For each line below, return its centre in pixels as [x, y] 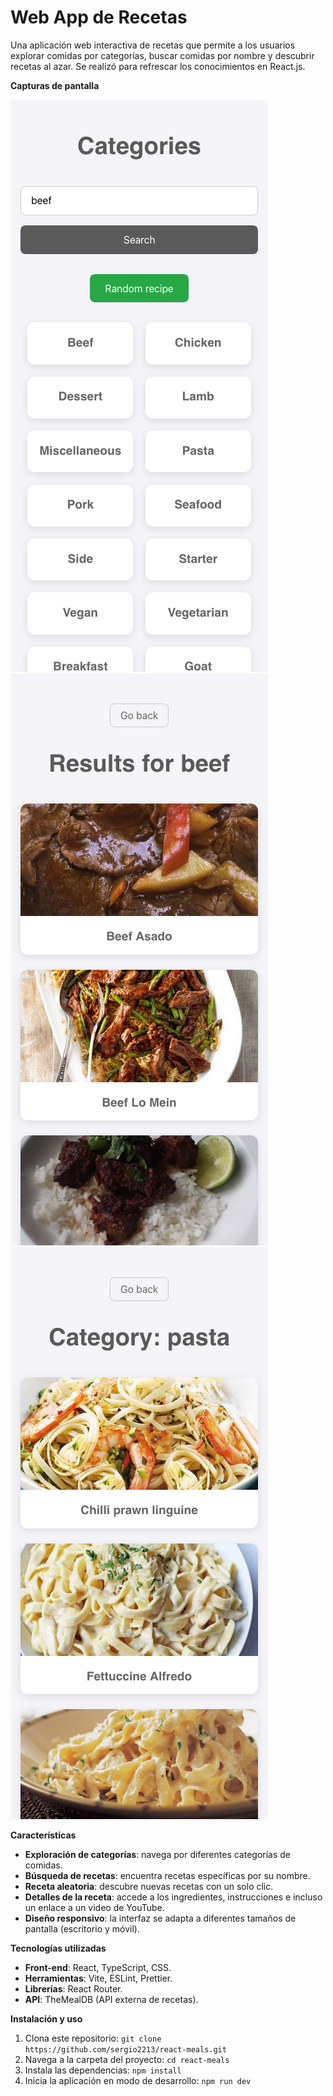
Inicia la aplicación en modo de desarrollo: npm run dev [138, 2080]
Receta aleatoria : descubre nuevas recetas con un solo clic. [149, 1886]
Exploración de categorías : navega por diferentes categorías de [158, 1854]
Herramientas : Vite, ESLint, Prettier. [98, 1978]
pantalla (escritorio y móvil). [82, 1928]
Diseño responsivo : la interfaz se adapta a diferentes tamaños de [160, 1918]
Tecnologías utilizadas [58, 1948]
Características [43, 1835]
